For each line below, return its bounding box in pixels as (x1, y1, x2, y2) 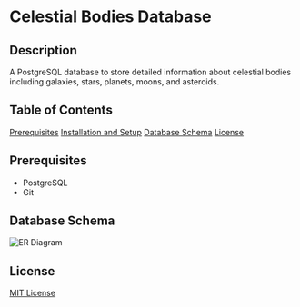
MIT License (9, 288, 56, 299)
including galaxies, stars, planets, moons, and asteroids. (9, 76, 220, 87)
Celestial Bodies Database (9, 6, 212, 27)
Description (9, 43, 77, 58)
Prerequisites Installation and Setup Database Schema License (9, 126, 244, 137)
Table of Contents (9, 103, 114, 118)
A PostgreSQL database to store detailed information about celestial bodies (9, 66, 292, 77)
